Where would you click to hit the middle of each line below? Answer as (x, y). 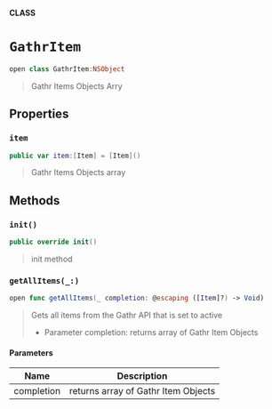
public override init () (53, 242)
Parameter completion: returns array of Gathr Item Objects (151, 333)
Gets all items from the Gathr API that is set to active (127, 316)
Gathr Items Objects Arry (76, 86)
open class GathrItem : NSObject (67, 69)
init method (52, 259)
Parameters (31, 353)
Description (142, 376)
